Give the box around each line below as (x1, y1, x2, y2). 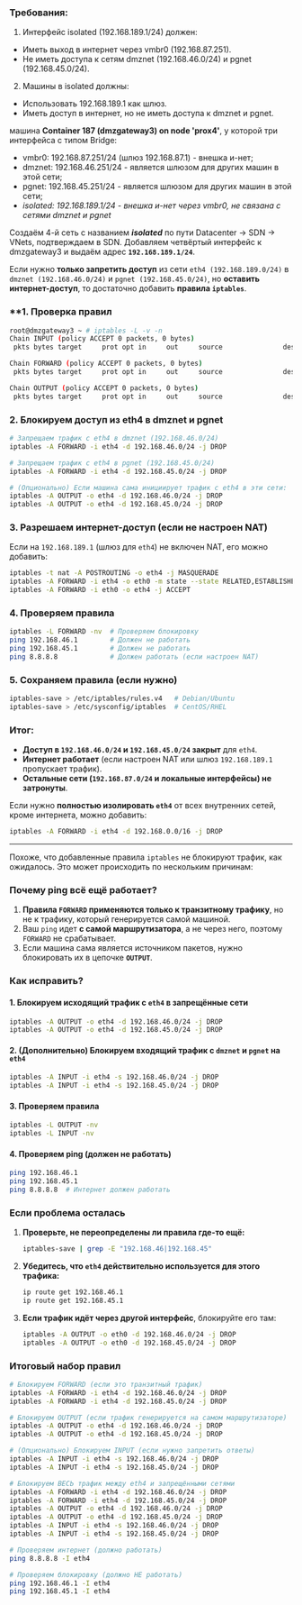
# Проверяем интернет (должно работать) (9, 1546, 164, 1555)
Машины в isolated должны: (22, 81, 129, 92)
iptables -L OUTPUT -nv (9, 1120, 99, 1130)
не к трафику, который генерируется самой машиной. (22, 914, 231, 925)
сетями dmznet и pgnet (22, 210, 111, 221)
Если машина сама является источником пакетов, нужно (22, 943, 243, 953)
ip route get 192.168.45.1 (22, 1296, 124, 1306)
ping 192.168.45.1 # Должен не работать (9, 644, 191, 653)
